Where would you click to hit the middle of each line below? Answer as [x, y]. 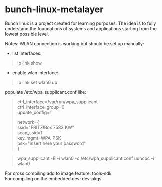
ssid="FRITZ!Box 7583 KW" [46, 127]
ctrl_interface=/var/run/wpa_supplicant [57, 102]
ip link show [29, 63]
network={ [28, 122]
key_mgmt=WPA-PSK [39, 138]
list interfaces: [27, 53]
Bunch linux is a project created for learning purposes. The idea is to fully [80, 23]
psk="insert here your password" [51, 143]
